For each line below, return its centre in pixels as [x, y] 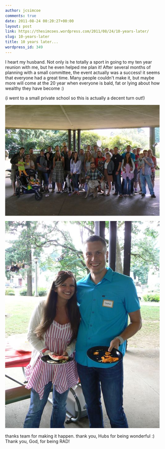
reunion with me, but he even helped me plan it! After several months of [78, 67]
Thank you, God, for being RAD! [38, 441]
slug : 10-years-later [27, 37]
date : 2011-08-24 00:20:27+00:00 [40, 21]
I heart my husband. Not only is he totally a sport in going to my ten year [79, 62]
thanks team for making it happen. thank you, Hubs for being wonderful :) [80, 436]
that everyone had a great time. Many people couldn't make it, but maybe [80, 77]
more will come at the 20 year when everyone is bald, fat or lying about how [82, 83]
